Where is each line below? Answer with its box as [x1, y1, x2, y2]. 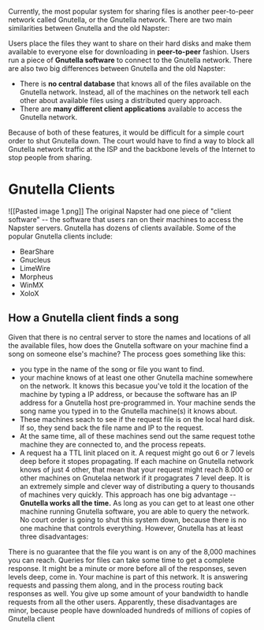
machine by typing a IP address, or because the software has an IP [19, 389, 237, 398]
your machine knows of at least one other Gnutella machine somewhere [19, 372, 254, 382]
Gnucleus [19, 255, 51, 265]
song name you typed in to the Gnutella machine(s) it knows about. [19, 406, 238, 416]
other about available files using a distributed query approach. [19, 96, 222, 105]
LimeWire [19, 263, 51, 272]
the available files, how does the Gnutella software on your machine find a [8, 340, 249, 350]
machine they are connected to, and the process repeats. [19, 439, 206, 449]
